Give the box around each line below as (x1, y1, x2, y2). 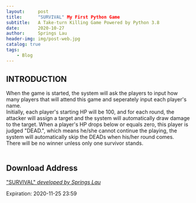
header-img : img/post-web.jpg (6, 36, 81, 42)
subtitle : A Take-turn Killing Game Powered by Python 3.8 (6, 19, 160, 25)
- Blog (17, 52, 33, 58)
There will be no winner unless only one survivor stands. (6, 139, 143, 147)
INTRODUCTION (6, 74, 67, 84)
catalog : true (6, 42, 41, 48)
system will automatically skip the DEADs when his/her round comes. (6, 134, 174, 141)
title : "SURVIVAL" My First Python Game (6, 14, 120, 20)
